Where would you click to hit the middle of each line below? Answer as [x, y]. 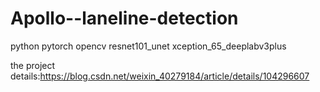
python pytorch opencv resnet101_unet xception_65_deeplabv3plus [148, 46]
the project [33, 65]
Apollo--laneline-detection [124, 18]
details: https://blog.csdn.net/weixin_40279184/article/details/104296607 [160, 76]
